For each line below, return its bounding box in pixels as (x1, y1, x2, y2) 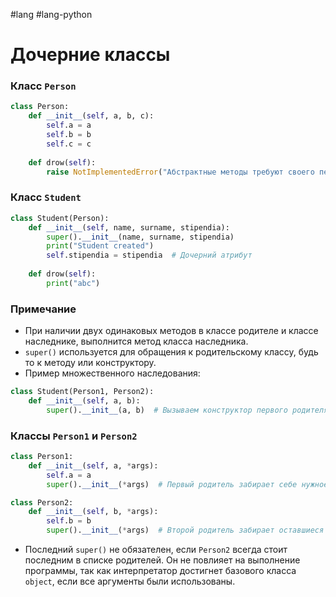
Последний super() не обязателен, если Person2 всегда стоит (24, 544, 288, 555)
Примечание (10, 302, 77, 316)
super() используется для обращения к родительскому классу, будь (24, 346, 319, 358)
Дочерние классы (10, 44, 171, 66)
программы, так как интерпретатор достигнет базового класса (24, 565, 297, 576)
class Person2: (10, 497, 74, 508)
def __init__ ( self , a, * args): (28, 460, 159, 471)
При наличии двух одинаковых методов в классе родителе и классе (24, 325, 319, 337)
